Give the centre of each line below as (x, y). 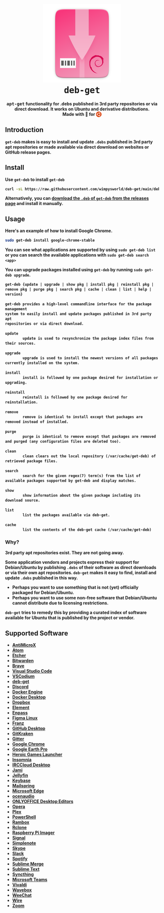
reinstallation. (21, 402)
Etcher (19, 655)
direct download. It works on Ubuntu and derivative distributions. (82, 109)
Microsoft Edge (28, 791)
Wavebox (22, 890)
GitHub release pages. (28, 152)
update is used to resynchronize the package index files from (88, 339)
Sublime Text (26, 869)
